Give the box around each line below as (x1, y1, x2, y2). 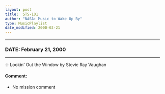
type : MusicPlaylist (5, 21, 48, 26)
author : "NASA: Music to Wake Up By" (5, 16, 82, 21)
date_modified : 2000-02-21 (5, 25, 60, 30)
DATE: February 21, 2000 (5, 46, 66, 53)
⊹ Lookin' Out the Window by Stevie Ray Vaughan (5, 62, 107, 68)
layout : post (5, 7, 32, 12)
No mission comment (12, 84, 55, 90)
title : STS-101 (5, 12, 38, 17)
